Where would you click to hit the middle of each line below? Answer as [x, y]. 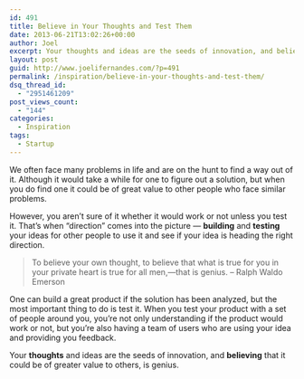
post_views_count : [44, 102]
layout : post [34, 60]
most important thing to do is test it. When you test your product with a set [148, 308]
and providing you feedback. [63, 337]
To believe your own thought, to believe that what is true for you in [155, 262]
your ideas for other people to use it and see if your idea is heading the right [152, 235]
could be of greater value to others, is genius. [94, 365]
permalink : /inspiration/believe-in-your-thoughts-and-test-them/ [137, 77]
